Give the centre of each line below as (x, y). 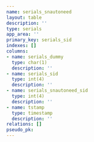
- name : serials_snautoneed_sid (47, 91)
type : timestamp (32, 113)
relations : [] (24, 124)
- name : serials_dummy (35, 57)
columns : (17, 51)
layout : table (24, 18)
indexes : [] (21, 46)
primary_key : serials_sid (39, 40)
